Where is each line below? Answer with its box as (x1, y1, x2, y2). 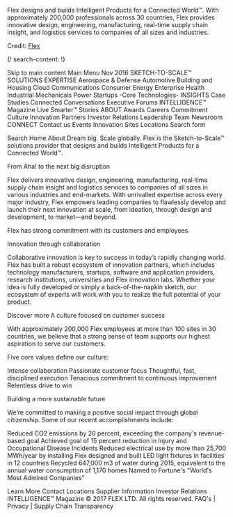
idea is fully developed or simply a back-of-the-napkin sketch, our (7, 283, 197, 291)
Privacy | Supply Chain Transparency (7, 502, 113, 510)
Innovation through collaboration (7, 240, 101, 248)
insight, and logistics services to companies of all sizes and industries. (7, 28, 209, 36)
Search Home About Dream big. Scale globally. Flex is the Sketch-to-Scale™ (7, 134, 225, 142)
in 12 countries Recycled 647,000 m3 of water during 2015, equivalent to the (7, 459, 226, 467)
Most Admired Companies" (7, 474, 85, 481)
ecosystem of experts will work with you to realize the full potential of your (7, 291, 221, 298)
